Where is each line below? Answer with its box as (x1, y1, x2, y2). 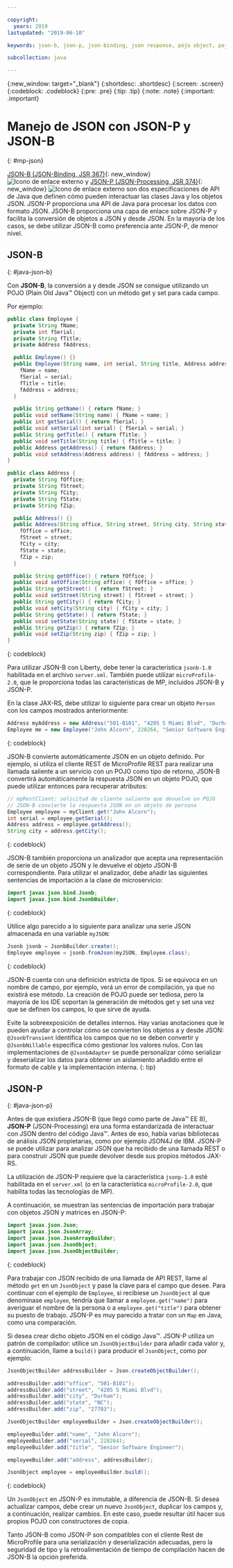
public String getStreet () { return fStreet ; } (13, 585, 154, 592)
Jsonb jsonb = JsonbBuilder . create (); (7, 942, 119, 950)
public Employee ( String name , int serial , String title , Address (13, 361, 207, 367)
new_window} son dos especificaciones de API (7, 185, 221, 193)
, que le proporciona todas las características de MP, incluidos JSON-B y (16, 678, 225, 686)
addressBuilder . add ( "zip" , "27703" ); (7, 1406, 116, 1413)
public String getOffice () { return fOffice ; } (13, 572, 154, 580)
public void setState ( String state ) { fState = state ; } (13, 617, 182, 625)
